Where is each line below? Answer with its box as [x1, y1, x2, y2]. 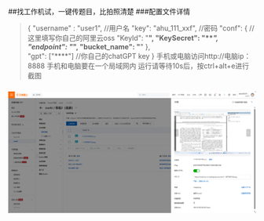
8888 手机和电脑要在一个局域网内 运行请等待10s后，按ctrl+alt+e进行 [27, 61, 250, 71]
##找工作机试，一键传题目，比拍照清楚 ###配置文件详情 [8, 7, 191, 16]
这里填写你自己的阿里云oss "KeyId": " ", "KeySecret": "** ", [27, 34, 218, 42]
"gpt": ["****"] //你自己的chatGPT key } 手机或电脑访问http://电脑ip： [27, 52, 251, 60]
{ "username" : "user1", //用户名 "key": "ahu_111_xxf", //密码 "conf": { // [27, 24, 255, 33]
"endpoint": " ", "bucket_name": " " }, [27, 42, 151, 51]
